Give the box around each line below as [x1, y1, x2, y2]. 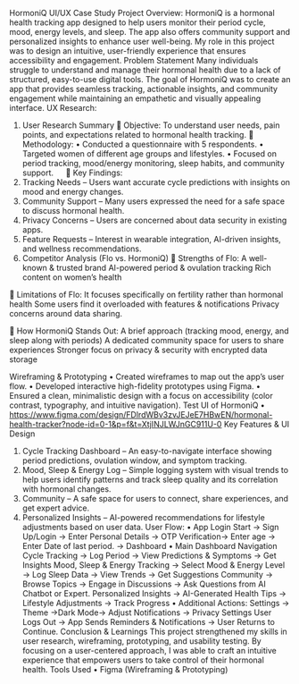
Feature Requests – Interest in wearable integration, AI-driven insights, [21, 234, 281, 244]
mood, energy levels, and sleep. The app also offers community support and [9, 27, 291, 37]
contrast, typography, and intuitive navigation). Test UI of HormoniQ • [9, 400, 265, 410]
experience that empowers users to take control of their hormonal [21, 654, 265, 665]
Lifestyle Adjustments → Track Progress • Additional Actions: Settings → [21, 598, 290, 608]
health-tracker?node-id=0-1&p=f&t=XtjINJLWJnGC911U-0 [9, 419, 222, 429]
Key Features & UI [223, 419, 290, 429]
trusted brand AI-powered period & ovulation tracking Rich [56, 263, 272, 273]
